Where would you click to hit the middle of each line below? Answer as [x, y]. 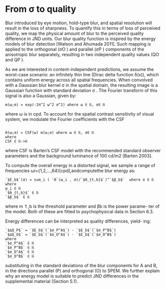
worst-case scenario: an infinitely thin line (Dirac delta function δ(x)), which [82, 74]
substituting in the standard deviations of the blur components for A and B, [81, 265]
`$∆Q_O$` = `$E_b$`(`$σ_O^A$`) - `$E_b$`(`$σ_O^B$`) [61, 234]
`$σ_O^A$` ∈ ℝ [20, 252]
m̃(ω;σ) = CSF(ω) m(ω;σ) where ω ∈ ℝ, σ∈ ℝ [50, 132]
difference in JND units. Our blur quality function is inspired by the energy [81, 39]
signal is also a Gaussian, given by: [41, 96]
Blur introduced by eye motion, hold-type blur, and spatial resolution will [79, 23]
